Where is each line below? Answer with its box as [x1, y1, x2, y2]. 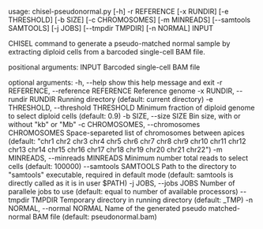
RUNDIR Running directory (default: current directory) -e [28, 95, 213, 103]
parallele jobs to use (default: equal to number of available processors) [8, 187, 239, 196]
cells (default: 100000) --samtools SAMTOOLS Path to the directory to [8, 162, 237, 171]
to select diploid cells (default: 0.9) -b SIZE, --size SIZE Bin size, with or [8, 111, 241, 121]
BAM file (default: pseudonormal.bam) [32, 212, 158, 221]
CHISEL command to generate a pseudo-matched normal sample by [8, 39, 231, 48]
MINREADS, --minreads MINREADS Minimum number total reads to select [8, 153, 249, 163]
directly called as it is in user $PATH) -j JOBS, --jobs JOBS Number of [8, 178, 235, 188]
